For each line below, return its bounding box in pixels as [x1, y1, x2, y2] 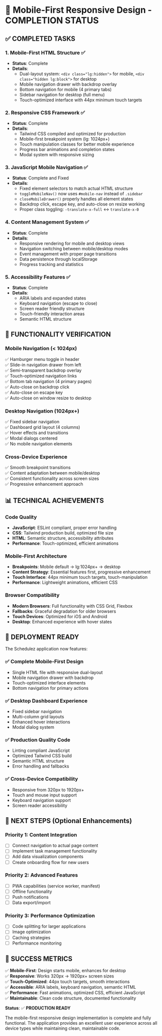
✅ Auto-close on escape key [5, 389, 63, 395]
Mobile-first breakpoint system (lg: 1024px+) [19, 136, 110, 142]
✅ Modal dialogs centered [5, 435, 58, 442]
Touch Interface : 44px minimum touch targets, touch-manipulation [12, 574, 148, 580]
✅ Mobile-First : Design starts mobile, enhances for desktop [5, 968, 126, 974]
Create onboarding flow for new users [12, 859, 89, 865]
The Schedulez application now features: [5, 646, 88, 652]
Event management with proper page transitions [19, 251, 117, 257]
